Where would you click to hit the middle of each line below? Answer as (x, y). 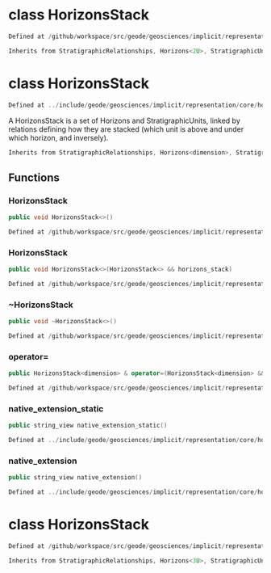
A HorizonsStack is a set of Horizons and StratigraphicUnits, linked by (124, 120)
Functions (34, 177)
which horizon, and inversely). (58, 137)
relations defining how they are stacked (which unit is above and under (126, 129)
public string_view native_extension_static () (88, 426)
